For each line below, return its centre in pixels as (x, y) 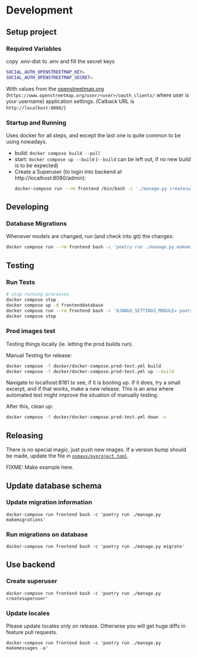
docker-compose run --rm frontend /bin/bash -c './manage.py (91, 188)
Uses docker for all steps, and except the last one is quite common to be (94, 135)
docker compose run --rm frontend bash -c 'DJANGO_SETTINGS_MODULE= (91, 311)
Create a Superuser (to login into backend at (68, 171)
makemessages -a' (27, 648)
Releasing (25, 436)
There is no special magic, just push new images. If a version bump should (96, 450)
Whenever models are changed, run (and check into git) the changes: (90, 236)
